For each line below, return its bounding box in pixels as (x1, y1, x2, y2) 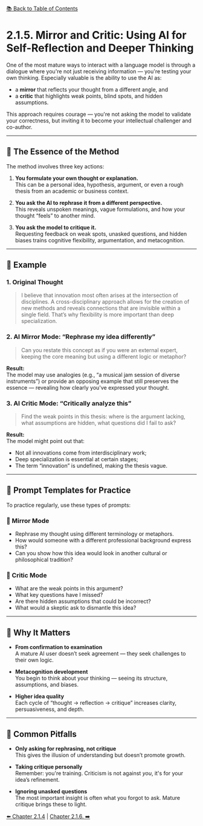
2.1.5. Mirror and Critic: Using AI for (6, 28, 187, 42)
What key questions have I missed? (14, 591, 103, 599)
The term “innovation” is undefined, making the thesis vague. (14, 462, 168, 470)
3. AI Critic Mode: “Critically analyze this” (6, 399, 132, 407)
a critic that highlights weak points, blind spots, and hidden (14, 92, 163, 99)
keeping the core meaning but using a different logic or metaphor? (21, 353, 187, 360)
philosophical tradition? (14, 556, 74, 564)
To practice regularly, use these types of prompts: (6, 501, 131, 508)
